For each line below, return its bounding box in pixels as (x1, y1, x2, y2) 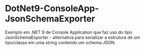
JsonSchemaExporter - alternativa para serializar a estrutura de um (5, 34, 140, 40)
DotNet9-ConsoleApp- (5, 3, 99, 14)
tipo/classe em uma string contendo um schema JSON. (5, 39, 116, 45)
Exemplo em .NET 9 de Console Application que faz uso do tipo (5, 29, 132, 35)
